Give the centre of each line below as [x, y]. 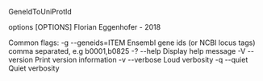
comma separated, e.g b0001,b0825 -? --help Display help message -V [127, 51]
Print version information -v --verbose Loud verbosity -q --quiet [142, 60]
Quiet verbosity [34, 68]
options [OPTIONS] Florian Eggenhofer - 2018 [85, 27]
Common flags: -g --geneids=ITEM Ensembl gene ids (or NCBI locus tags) [132, 43]
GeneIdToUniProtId [40, 12]
